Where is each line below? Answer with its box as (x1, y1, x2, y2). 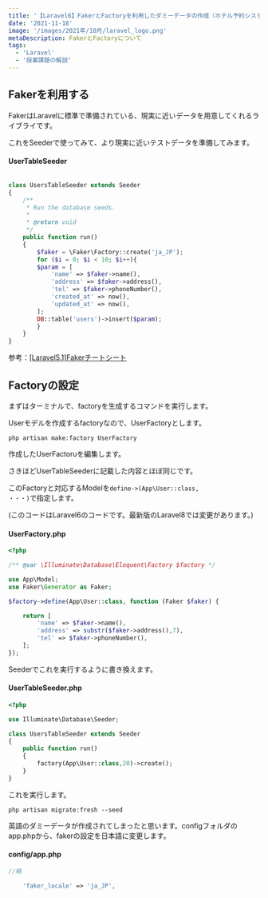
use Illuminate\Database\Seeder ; (8, 715, 120, 724)
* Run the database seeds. (26, 203, 116, 212)
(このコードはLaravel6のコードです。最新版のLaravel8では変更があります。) (8, 509, 254, 520)
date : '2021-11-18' (8, 19, 73, 27)
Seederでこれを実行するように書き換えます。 (8, 665, 157, 674)
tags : (8, 42, 26, 50)
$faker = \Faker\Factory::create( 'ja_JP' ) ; (37, 248, 183, 256)
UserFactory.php (8, 529, 66, 538)
